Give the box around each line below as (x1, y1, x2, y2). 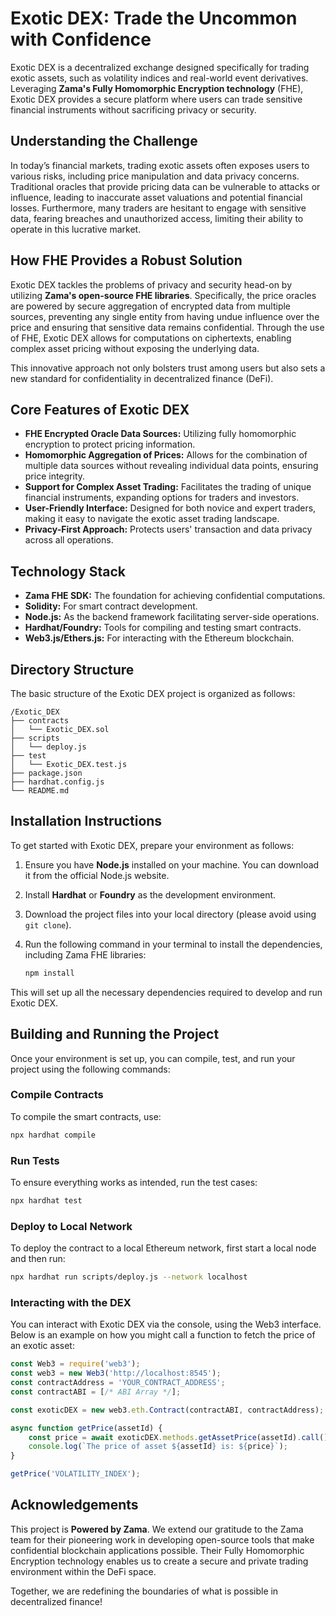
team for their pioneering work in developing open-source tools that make (10, 1533, 315, 1546)
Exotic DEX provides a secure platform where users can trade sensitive (10, 93, 303, 105)
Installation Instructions (10, 813, 163, 830)
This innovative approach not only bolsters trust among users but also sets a (10, 362, 326, 374)
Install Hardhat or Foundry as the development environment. (24, 888, 277, 901)
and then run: (10, 1253, 66, 1265)
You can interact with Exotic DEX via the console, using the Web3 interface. (10, 1318, 322, 1331)
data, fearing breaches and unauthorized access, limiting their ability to (10, 212, 304, 224)
